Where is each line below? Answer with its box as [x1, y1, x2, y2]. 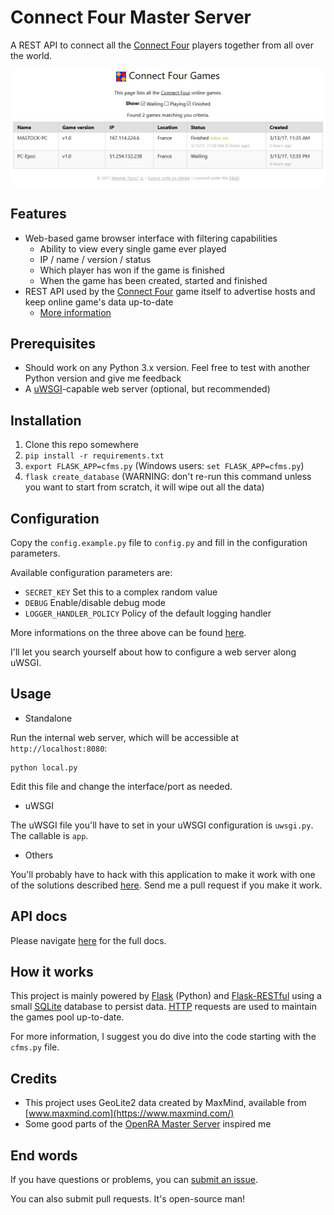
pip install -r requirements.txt [24, 451, 165, 461]
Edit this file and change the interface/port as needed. [10, 780, 233, 792]
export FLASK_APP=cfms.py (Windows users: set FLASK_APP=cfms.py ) [24, 460, 305, 472]
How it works [10, 963, 94, 980]
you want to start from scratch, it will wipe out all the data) [24, 481, 265, 493]
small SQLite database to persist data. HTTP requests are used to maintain [10, 1001, 317, 1013]
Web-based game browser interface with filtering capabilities [24, 232, 278, 244]
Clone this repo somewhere [24, 439, 139, 451]
